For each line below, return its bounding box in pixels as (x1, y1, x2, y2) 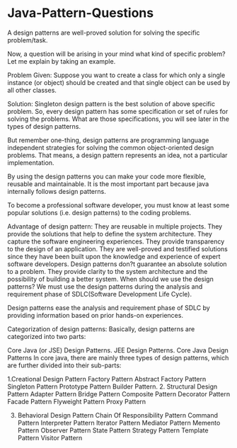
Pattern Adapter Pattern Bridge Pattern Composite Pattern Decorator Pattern (7, 389, 231, 398)
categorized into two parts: (7, 332, 86, 340)
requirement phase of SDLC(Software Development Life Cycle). (7, 289, 192, 298)
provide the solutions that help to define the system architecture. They (7, 229, 212, 238)
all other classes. (7, 86, 57, 94)
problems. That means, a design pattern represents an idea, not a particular (7, 151, 228, 159)
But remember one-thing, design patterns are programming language (7, 136, 209, 144)
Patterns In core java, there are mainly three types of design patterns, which (7, 353, 229, 362)
